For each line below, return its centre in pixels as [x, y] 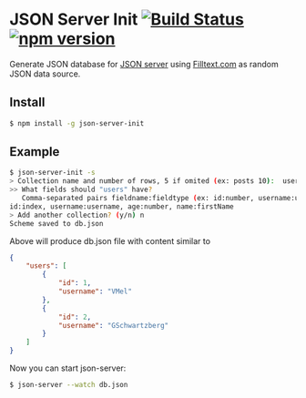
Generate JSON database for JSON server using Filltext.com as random [144, 64]
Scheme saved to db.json [56, 223]
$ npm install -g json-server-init [77, 123]
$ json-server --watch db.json [69, 385]
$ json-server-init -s [52, 173]
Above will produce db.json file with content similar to [110, 240]
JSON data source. [45, 74]
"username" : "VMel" [95, 291]
